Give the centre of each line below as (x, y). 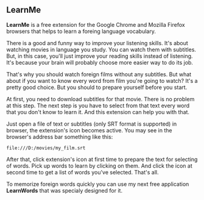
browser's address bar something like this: (60, 137)
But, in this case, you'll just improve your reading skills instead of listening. (100, 56)
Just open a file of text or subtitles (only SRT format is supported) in (92, 124)
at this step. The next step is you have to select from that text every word (98, 105)
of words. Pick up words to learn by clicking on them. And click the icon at (100, 166)
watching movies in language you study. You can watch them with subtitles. (101, 49)
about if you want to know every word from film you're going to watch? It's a (102, 80)
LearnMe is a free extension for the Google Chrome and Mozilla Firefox (96, 24)
